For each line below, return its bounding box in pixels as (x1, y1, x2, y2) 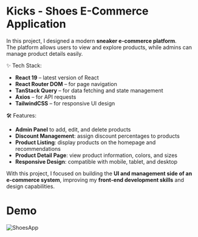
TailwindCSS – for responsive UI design (15, 99, 115, 107)
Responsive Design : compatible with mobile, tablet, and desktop (15, 158, 178, 165)
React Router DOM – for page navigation (15, 80, 117, 87)
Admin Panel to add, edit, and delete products (15, 125, 131, 133)
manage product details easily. (6, 50, 83, 57)
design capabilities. (6, 182, 55, 190)
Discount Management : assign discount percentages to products (15, 132, 180, 139)
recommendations (15, 145, 61, 152)
